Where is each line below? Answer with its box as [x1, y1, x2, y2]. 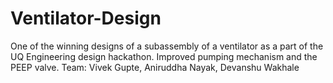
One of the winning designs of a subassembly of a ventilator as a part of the [10, 40, 324, 52]
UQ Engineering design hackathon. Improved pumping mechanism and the [10, 50, 318, 62]
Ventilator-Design [10, 7, 162, 30]
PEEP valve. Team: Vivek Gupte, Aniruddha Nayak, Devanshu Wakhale [10, 61, 300, 73]
